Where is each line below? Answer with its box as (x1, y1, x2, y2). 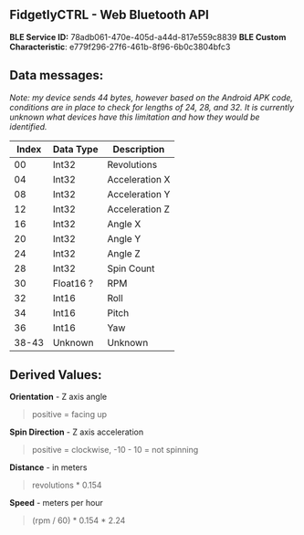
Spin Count (107, 262, 155, 275)
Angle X (107, 217, 142, 230)
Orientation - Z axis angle (9, 392, 108, 403)
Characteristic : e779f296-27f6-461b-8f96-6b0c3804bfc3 (9, 41, 231, 52)
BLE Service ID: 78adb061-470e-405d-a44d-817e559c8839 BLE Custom (9, 31, 287, 42)
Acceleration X (107, 173, 171, 185)
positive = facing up (31, 409, 108, 420)
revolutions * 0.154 (31, 479, 102, 491)
